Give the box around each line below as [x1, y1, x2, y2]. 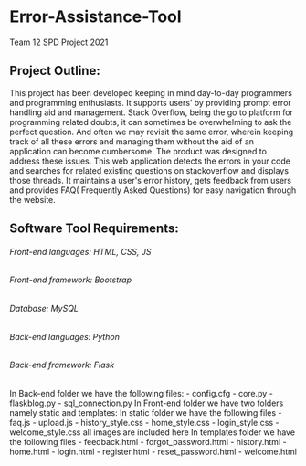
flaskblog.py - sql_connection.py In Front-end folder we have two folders [9, 397, 284, 408]
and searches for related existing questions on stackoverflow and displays [9, 164, 290, 175]
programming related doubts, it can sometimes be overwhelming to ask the [9, 116, 292, 127]
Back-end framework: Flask [9, 359, 115, 371]
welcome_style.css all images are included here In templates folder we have [9, 427, 295, 438]
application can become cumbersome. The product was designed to [9, 145, 268, 156]
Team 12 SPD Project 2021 [9, 37, 109, 48]
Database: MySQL [9, 302, 79, 313]
